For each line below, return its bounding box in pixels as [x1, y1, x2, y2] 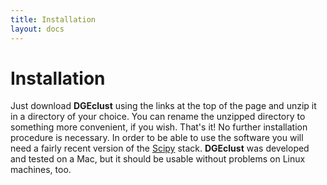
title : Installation [10, 14, 97, 25]
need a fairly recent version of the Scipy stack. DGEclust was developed [10, 142, 310, 155]
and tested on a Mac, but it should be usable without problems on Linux [10, 153, 306, 165]
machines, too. [10, 164, 72, 176]
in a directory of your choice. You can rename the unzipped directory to [10, 111, 306, 123]
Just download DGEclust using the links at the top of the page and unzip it [10, 100, 317, 112]
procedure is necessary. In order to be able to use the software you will [10, 132, 304, 144]
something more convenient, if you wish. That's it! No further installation [10, 121, 308, 133]
